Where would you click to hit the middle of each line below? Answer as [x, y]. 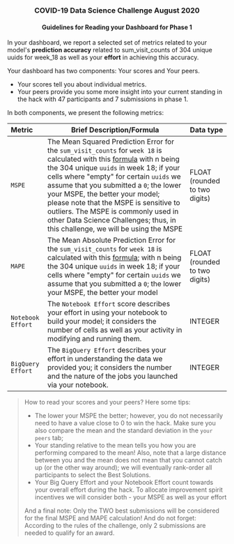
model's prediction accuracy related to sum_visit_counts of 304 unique [110, 50]
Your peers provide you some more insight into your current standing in [120, 92]
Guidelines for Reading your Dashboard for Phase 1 [117, 27]
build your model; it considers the [102, 322]
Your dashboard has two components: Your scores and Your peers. [104, 71]
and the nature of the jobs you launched [113, 377]
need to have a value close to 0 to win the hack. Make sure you [125, 423]
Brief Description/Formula [115, 130]
